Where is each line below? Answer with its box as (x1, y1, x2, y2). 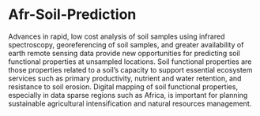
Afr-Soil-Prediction (8, 6, 137, 24)
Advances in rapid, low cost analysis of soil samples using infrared (8, 32, 225, 41)
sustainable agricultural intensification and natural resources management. (8, 99, 252, 108)
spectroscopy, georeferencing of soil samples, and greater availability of (8, 39, 244, 49)
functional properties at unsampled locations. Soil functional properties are (8, 57, 252, 66)
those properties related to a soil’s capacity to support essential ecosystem (8, 65, 253, 74)
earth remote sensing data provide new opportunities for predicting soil (8, 48, 241, 58)
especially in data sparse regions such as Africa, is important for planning (8, 90, 248, 99)
